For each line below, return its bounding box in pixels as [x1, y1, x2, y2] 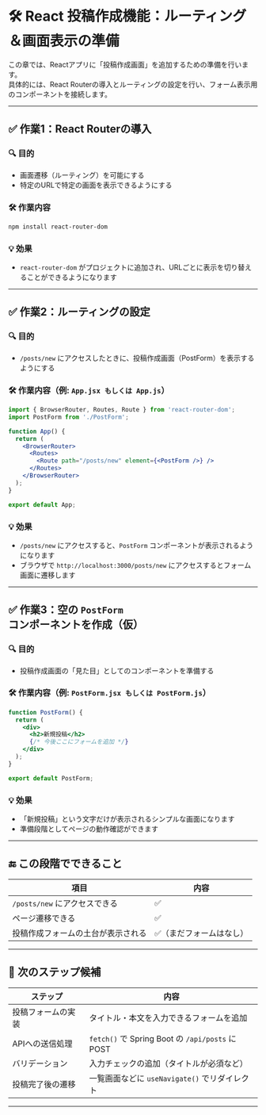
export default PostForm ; [8, 774, 93, 782]
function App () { [8, 427, 66, 435]
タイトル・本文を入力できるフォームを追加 [89, 1012, 248, 1023]
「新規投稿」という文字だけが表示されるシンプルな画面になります [19, 814, 235, 824]
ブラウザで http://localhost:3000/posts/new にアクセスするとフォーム [19, 560, 252, 569]
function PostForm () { [8, 708, 83, 716]
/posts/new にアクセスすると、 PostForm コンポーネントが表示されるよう [19, 540, 254, 550]
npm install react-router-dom [8, 223, 108, 231]
